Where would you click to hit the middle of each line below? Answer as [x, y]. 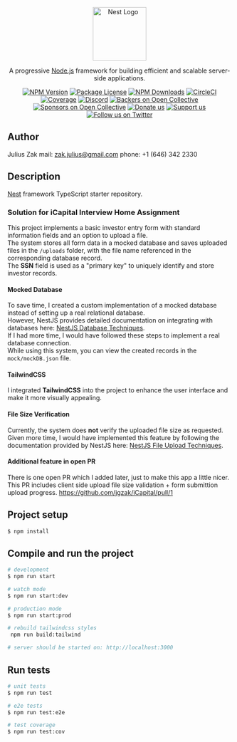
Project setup [38, 515]
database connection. [39, 343]
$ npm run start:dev [38, 596]
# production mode [35, 609]
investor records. [32, 273]
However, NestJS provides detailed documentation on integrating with [110, 320]
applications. [127, 78]
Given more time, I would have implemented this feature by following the [114, 437]
